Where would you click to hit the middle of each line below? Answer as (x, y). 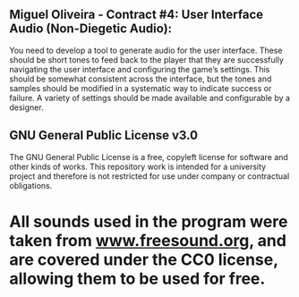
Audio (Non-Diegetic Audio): (91, 29)
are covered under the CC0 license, (144, 259)
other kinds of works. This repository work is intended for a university (138, 166)
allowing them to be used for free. (137, 279)
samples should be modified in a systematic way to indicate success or (141, 88)
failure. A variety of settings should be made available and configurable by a (150, 98)
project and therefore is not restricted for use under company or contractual (149, 176)
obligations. (31, 185)
